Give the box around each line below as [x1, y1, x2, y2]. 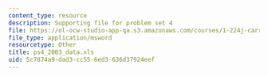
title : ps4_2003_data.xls [8, 48, 94, 56]
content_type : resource [8, 11, 88, 20]
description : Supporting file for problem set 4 [8, 19, 173, 27]
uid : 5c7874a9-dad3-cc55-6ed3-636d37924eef [8, 56, 156, 64]
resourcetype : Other [8, 41, 77, 49]
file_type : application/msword [8, 33, 112, 42]
